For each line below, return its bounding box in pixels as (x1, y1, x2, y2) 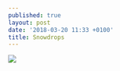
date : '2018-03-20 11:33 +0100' (8, 26, 114, 34)
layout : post (8, 19, 51, 27)
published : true (8, 11, 61, 20)
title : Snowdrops (8, 33, 65, 41)
